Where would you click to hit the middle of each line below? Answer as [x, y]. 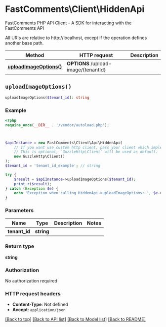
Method [35, 55]
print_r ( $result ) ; [33, 184]
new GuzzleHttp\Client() [40, 157]
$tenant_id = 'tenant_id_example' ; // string [53, 166]
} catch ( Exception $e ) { [32, 189]
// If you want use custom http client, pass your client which [82, 147]
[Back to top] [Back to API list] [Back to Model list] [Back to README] [75, 319]
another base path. [24, 43]
